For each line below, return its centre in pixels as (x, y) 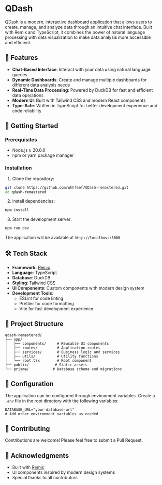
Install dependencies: (33, 201)
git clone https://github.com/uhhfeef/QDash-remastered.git (67, 187)
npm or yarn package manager (43, 155)
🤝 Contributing (28, 429)
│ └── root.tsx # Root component (48, 360)
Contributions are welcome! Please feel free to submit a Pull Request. (74, 440)
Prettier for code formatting (46, 304)
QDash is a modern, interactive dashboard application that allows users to (79, 22)
